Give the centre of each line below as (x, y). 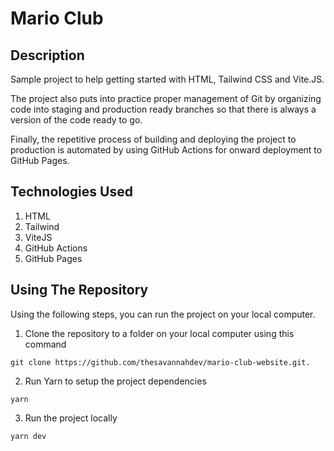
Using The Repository (79, 290)
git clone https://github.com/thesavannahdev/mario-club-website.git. (160, 362)
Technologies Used (71, 192)
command (45, 344)
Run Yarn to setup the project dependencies (115, 381)
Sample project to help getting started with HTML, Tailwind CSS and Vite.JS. (167, 79)
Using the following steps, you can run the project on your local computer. (163, 314)
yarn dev (28, 436)
